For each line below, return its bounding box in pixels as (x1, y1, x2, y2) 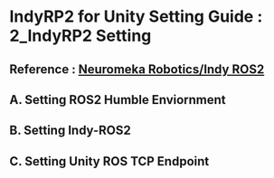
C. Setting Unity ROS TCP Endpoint (9, 154, 210, 169)
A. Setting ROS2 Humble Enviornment (9, 92, 226, 108)
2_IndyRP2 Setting (9, 25, 152, 46)
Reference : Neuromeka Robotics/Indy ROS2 (9, 61, 265, 77)
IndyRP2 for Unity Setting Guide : (9, 6, 263, 27)
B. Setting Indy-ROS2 (9, 123, 131, 138)
